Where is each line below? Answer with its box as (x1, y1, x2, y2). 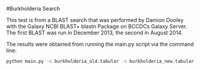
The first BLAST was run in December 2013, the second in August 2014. (6, 29, 183, 36)
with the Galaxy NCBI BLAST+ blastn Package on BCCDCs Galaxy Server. (6, 23, 187, 30)
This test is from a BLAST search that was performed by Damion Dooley (6, 17, 184, 23)
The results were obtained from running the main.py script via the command (6, 41, 194, 47)
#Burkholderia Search (6, 5, 60, 12)
